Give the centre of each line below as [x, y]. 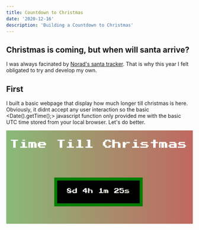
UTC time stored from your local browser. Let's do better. [76, 122]
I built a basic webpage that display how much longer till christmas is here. [97, 103]
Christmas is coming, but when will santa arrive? [98, 49]
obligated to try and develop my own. [52, 71]
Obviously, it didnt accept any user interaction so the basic [78, 109]
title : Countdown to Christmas [45, 12]
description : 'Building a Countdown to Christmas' [70, 25]
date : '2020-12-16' [30, 19]
